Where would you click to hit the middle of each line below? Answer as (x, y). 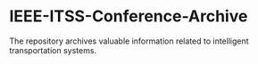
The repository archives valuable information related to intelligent (129, 41)
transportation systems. (53, 50)
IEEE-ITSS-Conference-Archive (129, 16)
